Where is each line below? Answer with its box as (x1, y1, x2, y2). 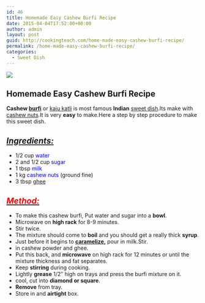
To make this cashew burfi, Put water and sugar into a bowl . (15, 212, 167, 219)
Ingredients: (6, 135, 54, 146)
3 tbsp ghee (15, 178, 46, 185)
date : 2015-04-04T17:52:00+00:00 (6, 20, 92, 26)
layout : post (6, 32, 40, 38)
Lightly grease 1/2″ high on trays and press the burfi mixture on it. (15, 271, 182, 278)
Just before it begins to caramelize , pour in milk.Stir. (15, 238, 148, 245)
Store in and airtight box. (15, 290, 79, 297)
